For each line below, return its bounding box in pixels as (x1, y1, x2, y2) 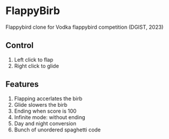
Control (5, 40, 34, 50)
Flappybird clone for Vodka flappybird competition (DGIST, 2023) (5, 23, 164, 30)
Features (5, 79, 39, 89)
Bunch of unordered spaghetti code (14, 126, 101, 133)
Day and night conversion (14, 120, 77, 127)
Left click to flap (14, 56, 54, 63)
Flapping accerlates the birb (14, 95, 83, 102)
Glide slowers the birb (14, 101, 68, 108)
